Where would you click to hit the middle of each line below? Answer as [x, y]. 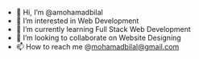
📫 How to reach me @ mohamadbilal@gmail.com [97, 47]
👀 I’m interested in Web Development [77, 21]
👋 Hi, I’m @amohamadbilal [59, 12]
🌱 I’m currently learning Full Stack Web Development [103, 29]
